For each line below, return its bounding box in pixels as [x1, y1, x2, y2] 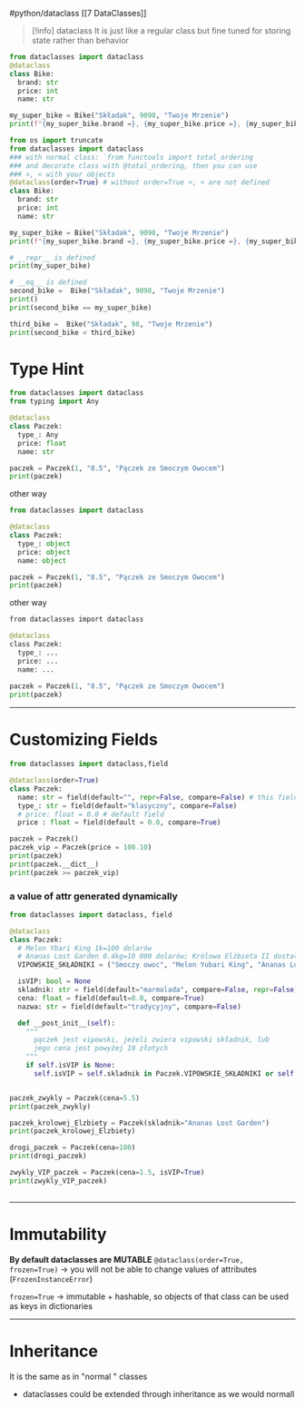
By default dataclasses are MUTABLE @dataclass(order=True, [9, 1254, 244, 1265]
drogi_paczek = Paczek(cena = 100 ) [9, 1143, 136, 1152]
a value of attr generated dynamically [9, 890, 179, 902]
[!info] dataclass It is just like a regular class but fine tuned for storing [31, 25, 291, 35]
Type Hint [9, 359, 84, 379]
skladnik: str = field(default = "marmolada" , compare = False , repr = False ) [17, 985, 299, 995]
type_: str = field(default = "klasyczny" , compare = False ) [17, 801, 238, 811]
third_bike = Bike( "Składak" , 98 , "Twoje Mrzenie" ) [9, 320, 213, 329]
